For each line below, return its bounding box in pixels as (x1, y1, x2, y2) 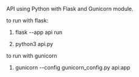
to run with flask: (6, 17, 49, 24)
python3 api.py (15, 41, 54, 47)
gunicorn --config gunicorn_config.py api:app (15, 64, 130, 71)
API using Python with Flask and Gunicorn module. (6, 5, 134, 12)
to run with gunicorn (6, 52, 57, 59)
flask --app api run (15, 28, 63, 36)
